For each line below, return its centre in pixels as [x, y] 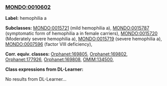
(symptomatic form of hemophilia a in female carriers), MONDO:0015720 [81, 34]
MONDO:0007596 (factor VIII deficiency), [49, 44]
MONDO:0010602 [28, 7]
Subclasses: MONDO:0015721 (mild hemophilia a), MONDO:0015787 [77, 28]
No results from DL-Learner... [36, 79]
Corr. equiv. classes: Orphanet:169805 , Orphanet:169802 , [67, 54]
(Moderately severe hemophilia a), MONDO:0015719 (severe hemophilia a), [83, 39]
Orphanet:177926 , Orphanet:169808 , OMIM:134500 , [60, 60]
